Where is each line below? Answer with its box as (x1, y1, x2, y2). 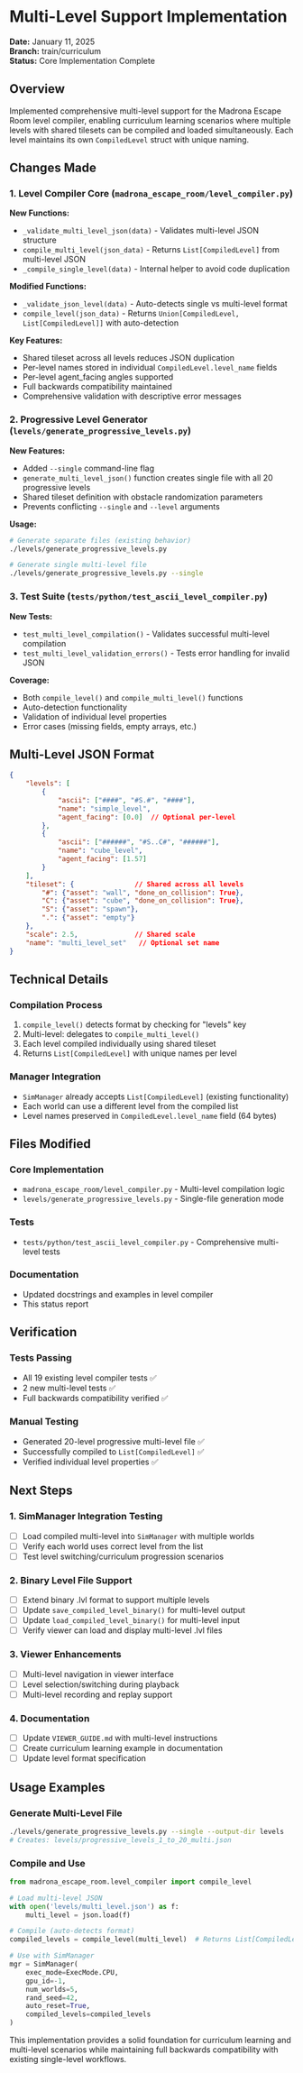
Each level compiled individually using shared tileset (22, 1039, 216, 1050)
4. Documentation (9, 1711, 90, 1724)
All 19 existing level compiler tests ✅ (22, 1372, 157, 1383)
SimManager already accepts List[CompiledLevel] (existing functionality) (22, 1091, 289, 1102)
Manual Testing (9, 1416, 79, 1428)
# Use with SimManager (9, 1951, 95, 1960)
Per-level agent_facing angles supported (22, 371, 174, 382)
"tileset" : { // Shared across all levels (25, 879, 244, 889)
